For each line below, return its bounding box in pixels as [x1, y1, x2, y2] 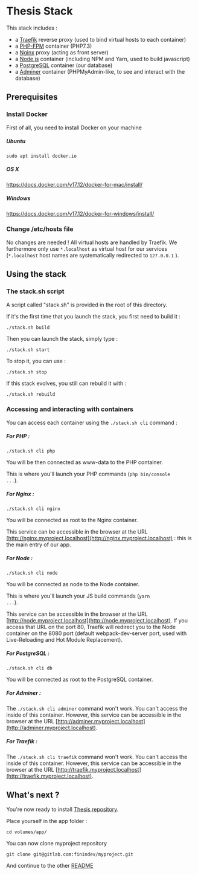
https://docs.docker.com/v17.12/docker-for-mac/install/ [6, 181, 143, 188]
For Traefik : [6, 738, 38, 745]
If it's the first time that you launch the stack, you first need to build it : [6, 312, 181, 320]
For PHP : [6, 433, 30, 440]
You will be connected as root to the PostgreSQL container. [6, 676, 153, 683]
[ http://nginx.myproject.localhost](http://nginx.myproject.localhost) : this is [6, 534, 192, 541]
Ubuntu [6, 138, 26, 145]
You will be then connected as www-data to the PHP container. [6, 458, 163, 466]
